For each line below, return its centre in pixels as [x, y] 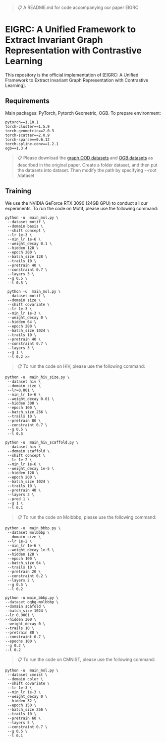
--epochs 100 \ [21, 641]
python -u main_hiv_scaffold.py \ [42, 442]
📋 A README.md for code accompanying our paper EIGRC [78, 7]
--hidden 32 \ [22, 701]
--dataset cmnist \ [28, 675]
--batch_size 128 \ [28, 256]
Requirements [27, 101]
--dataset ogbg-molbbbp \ [32, 602]
